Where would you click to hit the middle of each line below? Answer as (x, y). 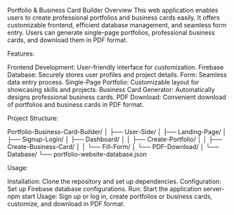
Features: (21, 53)
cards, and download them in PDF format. (67, 40)
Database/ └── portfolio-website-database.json (77, 154)
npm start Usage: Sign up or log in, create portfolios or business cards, (110, 196)
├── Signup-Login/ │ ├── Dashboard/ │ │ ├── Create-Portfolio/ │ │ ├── (115, 139)
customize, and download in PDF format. (66, 204)
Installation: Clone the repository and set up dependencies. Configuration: (114, 181)
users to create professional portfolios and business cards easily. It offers (113, 18)
